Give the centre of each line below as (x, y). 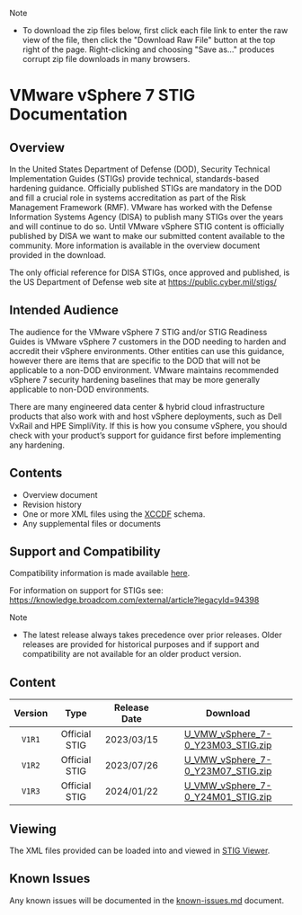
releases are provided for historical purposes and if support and (141, 644)
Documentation (69, 115)
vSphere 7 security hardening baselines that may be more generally (135, 379)
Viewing (33, 829)
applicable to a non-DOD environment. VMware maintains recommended (144, 370)
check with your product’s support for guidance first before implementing (145, 435)
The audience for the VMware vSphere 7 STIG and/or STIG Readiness (138, 332)
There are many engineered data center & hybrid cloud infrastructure (137, 406)
